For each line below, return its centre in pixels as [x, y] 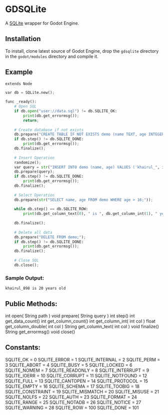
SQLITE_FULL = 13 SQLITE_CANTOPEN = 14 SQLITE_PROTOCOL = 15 [77, 381]
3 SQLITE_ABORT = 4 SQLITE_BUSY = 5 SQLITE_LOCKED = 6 [69, 365]
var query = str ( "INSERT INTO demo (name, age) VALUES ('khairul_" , [87, 167]
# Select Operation [34, 195]
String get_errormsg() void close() [40, 332]
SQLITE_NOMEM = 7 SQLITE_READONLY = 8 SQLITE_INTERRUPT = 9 [77, 370]
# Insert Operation [34, 158]
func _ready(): [21, 102]
